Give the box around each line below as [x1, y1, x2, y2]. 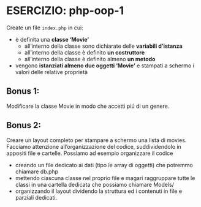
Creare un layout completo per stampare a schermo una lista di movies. [6, 136, 187, 144]
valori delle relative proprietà [15, 68, 88, 75]
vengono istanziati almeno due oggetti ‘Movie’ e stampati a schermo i [15, 62, 195, 69]
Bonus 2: [6, 120, 41, 130]
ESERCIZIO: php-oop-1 [6, 4, 124, 18]
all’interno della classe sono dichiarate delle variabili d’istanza [24, 42, 183, 50]
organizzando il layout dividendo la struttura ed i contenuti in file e [15, 187, 183, 195]
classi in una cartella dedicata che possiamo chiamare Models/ [15, 181, 175, 188]
